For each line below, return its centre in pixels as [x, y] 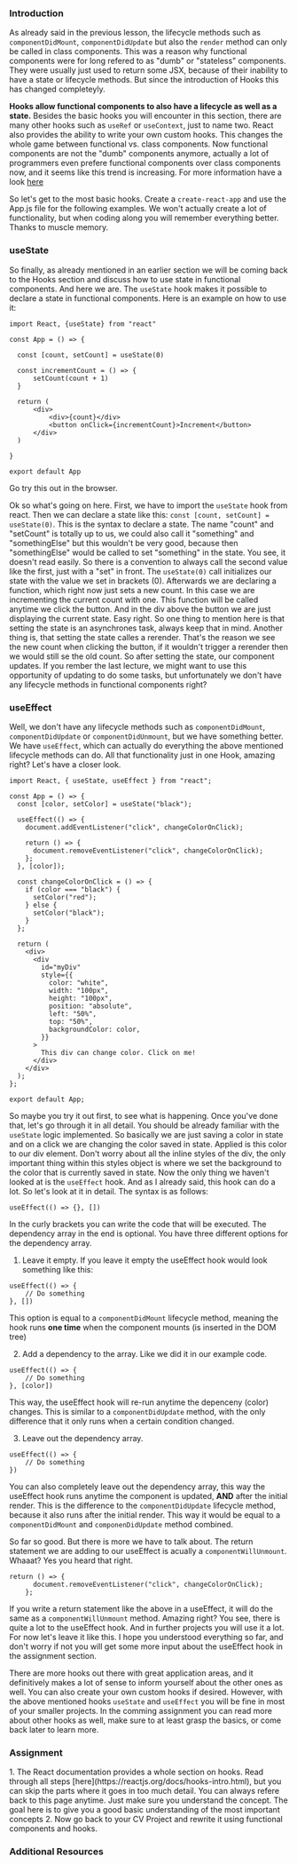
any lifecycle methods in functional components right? [108, 684]
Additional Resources [56, 1852]
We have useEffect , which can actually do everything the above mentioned [146, 745]
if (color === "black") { [73, 889]
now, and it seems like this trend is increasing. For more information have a [145, 172]
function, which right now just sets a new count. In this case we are [132, 590]
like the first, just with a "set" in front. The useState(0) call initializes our [141, 571]
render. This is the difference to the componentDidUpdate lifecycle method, [143, 1505]
